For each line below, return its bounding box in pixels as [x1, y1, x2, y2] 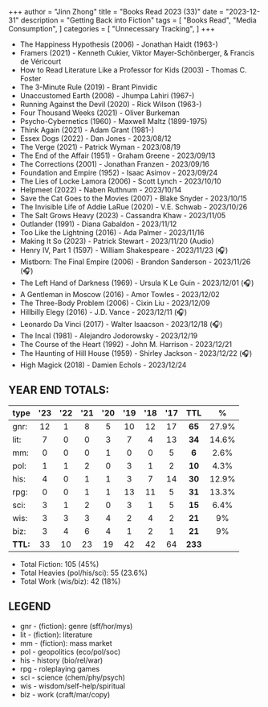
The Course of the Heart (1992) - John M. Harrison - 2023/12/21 [19, 340, 233, 349]
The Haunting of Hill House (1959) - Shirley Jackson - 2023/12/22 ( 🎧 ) [19, 349, 253, 358]
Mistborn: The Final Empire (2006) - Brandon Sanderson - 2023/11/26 [19, 257, 251, 267]
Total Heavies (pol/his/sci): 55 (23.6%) [19, 568, 148, 577]
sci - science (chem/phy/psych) [19, 672, 126, 682]
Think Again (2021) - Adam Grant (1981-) [19, 125, 155, 134]
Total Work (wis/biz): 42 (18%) [19, 576, 121, 586]
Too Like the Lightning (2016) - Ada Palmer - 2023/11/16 [19, 228, 205, 237]
